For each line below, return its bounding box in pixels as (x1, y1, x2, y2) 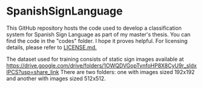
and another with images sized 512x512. (6, 75, 106, 82)
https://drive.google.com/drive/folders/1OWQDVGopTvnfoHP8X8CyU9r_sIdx (6, 62, 197, 69)
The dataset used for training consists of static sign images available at (6, 55, 184, 63)
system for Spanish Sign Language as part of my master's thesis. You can (6, 30, 191, 38)
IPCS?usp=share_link (6, 68, 59, 75)
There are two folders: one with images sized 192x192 (60, 68, 195, 75)
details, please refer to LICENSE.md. (6, 44, 97, 51)
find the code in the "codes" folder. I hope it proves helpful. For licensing (6, 37, 188, 44)
